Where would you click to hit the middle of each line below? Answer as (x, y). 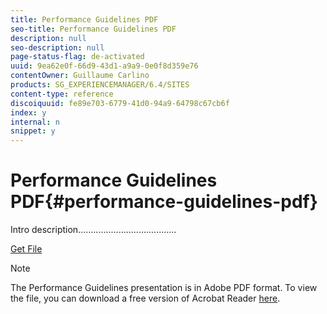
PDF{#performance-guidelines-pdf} (164, 202)
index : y (28, 112)
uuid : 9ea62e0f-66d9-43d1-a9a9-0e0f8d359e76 (104, 66)
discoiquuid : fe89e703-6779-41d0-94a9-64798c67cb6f (120, 103)
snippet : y (33, 131)
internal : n (35, 122)
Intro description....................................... (93, 230)
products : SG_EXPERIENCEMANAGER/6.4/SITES (100, 85)
